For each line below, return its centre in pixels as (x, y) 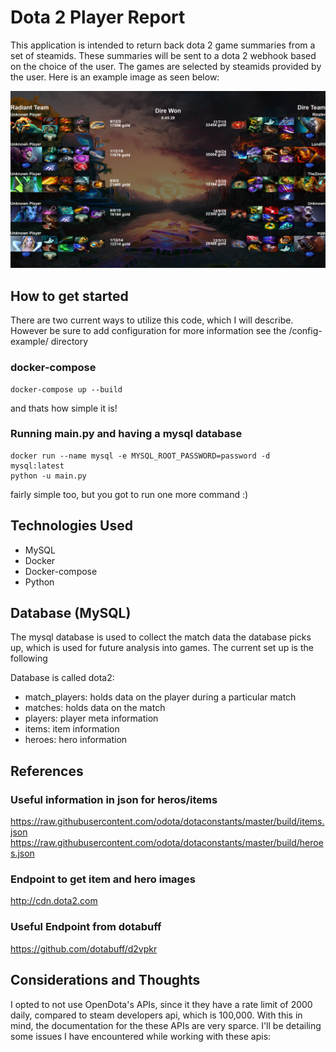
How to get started (69, 296)
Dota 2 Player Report (98, 17)
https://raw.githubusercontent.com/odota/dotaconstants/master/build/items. (167, 822)
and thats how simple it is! (64, 408)
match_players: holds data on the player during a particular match (160, 697)
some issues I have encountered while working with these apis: (141, 1036)
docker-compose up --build (66, 389)
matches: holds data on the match (95, 708)
